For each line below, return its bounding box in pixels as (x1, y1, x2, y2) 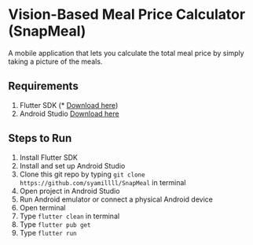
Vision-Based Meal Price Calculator (8, 6, 246, 24)
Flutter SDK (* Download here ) (19, 100, 119, 110)
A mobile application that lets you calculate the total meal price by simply (8, 48, 245, 58)
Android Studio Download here (19, 109, 119, 118)
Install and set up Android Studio (19, 161, 126, 170)
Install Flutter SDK (19, 152, 79, 162)
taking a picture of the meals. (8, 57, 103, 66)
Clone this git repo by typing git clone (19, 169, 145, 179)
